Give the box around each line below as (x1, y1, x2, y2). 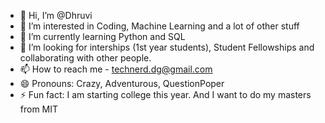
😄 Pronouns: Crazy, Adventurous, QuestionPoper (19, 78, 225, 89)
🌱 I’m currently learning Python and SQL (19, 31, 186, 42)
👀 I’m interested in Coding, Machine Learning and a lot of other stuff (19, 20, 300, 32)
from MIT (19, 103, 59, 115)
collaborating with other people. (19, 52, 152, 64)
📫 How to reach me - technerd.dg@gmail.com (19, 63, 213, 75)
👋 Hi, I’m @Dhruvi (19, 10, 93, 21)
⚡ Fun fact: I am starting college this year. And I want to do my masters (19, 89, 312, 100)
